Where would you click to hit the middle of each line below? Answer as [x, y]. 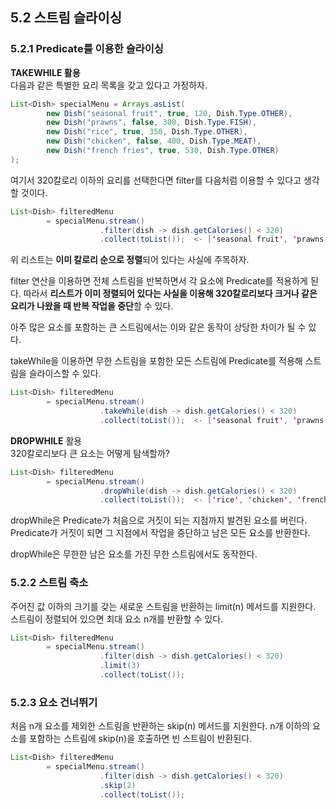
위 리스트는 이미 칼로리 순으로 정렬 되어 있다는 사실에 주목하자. [130, 260]
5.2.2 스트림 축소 [49, 583]
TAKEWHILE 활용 [45, 72]
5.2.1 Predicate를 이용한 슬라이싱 [87, 49]
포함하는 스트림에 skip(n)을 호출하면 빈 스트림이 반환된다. [140, 739]
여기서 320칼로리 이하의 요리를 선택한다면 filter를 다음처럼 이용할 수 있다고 [156, 180]
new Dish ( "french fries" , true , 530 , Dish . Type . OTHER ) [163, 151]
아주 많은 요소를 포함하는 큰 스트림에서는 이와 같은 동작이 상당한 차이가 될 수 [158, 327]
